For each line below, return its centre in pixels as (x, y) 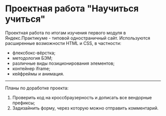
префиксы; (24, 103)
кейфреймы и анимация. (38, 74)
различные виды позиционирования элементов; (63, 63)
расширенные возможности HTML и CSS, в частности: (63, 43)
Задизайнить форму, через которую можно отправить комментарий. (85, 108)
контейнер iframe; (31, 68)
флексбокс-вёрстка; (34, 53)
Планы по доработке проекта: (37, 88)
